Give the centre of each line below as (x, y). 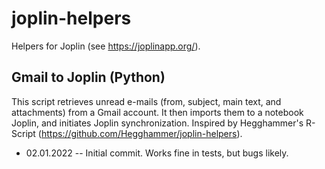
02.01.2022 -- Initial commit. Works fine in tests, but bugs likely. (157, 153)
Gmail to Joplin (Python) (88, 77)
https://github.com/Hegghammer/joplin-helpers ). (141, 133)
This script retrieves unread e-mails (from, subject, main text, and (146, 101)
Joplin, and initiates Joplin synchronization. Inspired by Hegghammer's (157, 123)
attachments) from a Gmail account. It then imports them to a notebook (157, 112)
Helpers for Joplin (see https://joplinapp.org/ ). (106, 46)
